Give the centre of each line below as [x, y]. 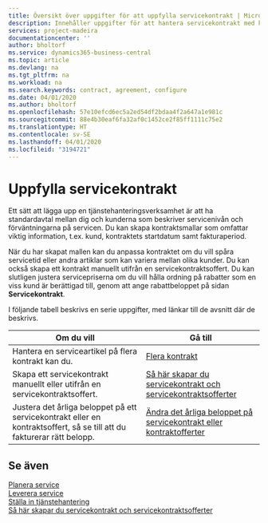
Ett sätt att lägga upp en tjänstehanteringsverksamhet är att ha [111, 211]
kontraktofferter [175, 432]
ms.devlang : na [33, 68]
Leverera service [36, 493]
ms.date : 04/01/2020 [43, 97]
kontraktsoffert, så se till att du [69, 427]
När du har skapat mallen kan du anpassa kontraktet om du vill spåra [121, 252]
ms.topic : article [39, 61]
